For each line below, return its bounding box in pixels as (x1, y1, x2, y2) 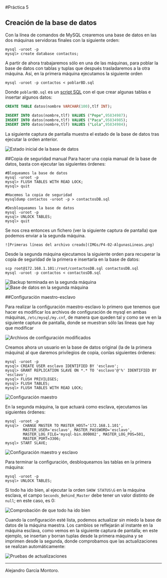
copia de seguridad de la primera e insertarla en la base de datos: (5, 256, 140, 262)
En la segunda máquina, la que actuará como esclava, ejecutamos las (5, 404, 148, 410)
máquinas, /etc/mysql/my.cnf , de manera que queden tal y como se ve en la (5, 314, 162, 321)
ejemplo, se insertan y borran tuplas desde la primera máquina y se (5, 533, 143, 539)
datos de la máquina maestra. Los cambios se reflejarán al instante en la (5, 522, 153, 528)
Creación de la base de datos (5, 18, 97, 27)
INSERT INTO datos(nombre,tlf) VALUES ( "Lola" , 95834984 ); (5, 122, 128, 127)
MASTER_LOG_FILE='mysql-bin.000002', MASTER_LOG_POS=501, (23, 432, 146, 437)
